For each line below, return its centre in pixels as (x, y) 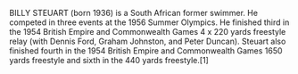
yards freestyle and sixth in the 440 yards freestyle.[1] (109, 60)
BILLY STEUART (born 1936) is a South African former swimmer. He (134, 13)
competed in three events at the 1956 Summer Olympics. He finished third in (149, 22)
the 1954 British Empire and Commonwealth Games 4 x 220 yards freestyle (148, 32)
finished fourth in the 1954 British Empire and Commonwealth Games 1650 (146, 51)
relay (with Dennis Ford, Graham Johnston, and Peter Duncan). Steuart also (148, 41)
